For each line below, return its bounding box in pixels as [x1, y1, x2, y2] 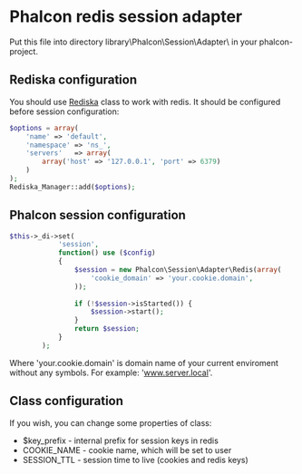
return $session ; [73, 324, 141, 334]
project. [9, 45, 39, 56]
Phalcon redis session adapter [9, 6, 243, 27]
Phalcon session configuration [9, 208, 186, 223]
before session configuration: [9, 106, 120, 117]
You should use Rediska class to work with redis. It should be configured [9, 96, 281, 107]
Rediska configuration [9, 73, 138, 88]
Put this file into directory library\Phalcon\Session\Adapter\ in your [9, 36, 258, 47]
